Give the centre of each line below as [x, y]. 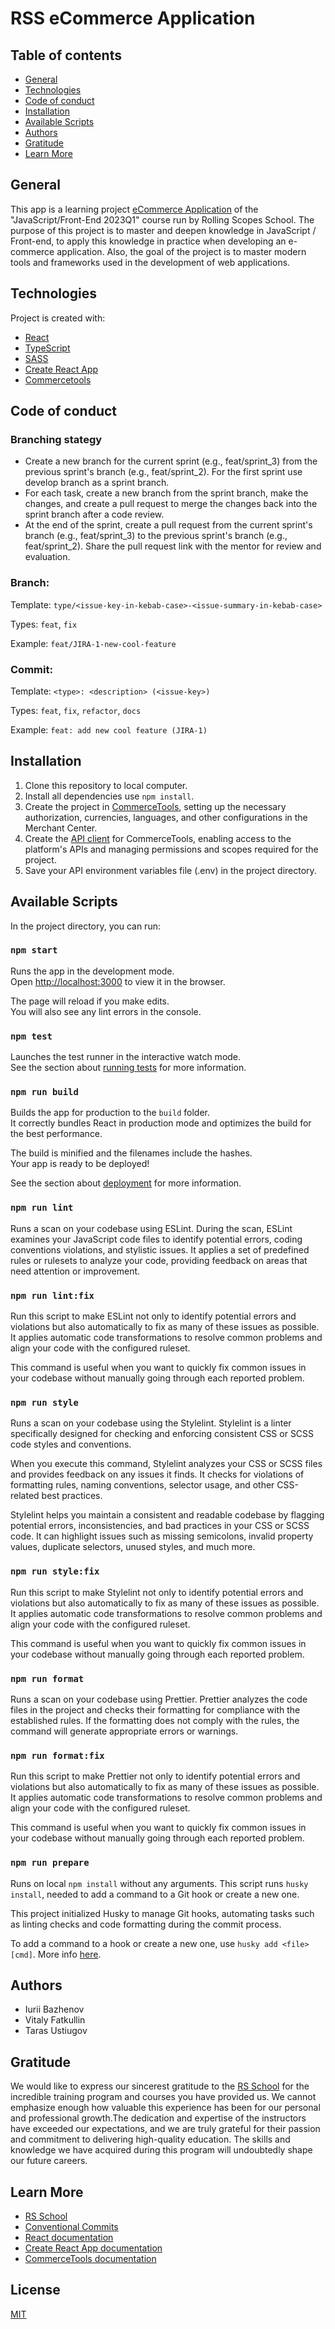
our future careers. [49, 2161]
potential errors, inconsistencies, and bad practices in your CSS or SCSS [160, 1526]
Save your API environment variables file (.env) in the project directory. [170, 870]
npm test [31, 1036]
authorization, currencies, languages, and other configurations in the [166, 817]
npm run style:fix [55, 1571]
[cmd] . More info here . [56, 1954]
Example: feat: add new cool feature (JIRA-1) [109, 729]
